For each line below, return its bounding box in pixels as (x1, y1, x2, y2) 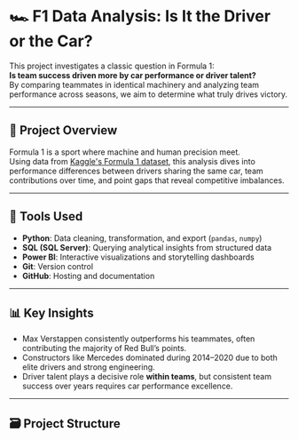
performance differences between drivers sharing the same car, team (9, 165, 263, 176)
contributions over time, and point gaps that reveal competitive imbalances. (9, 174, 286, 186)
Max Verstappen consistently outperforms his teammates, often (21, 333, 255, 344)
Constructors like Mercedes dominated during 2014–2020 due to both (21, 352, 278, 364)
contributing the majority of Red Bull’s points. (21, 343, 187, 354)
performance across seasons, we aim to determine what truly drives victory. (9, 89, 288, 100)
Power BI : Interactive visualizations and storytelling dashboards (21, 252, 255, 262)
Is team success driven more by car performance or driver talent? (9, 69, 257, 80)
